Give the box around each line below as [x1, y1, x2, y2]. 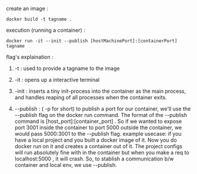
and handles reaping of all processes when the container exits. [14, 94, 167, 101]
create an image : [6, 5, 49, 12]
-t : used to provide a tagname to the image [14, 65, 120, 72]
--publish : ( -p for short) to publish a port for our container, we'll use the [14, 105, 191, 112]
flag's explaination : [6, 53, 54, 61]
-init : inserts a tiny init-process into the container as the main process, [14, 88, 186, 95]
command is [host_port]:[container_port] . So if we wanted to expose [14, 118, 182, 125]
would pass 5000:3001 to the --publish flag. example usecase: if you [14, 130, 182, 137]
